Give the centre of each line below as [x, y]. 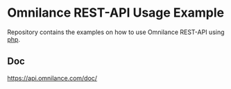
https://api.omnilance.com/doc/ [52, 78]
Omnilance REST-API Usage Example [116, 13]
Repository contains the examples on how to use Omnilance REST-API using [116, 32]
